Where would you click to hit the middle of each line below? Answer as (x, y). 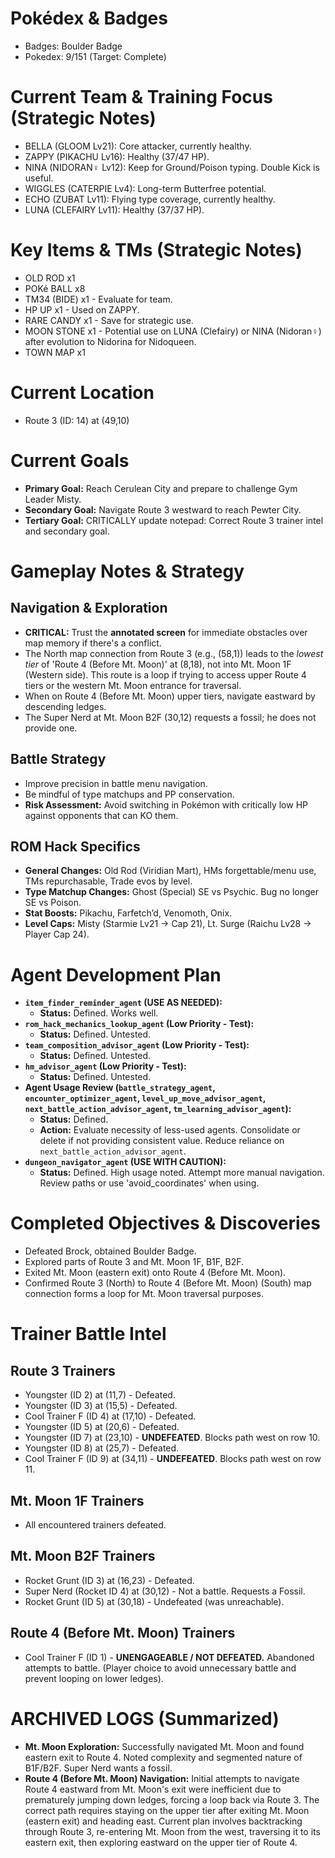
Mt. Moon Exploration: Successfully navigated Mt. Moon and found (164, 1746)
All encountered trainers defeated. (95, 1525)
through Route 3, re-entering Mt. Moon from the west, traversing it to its (172, 1831)
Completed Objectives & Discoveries (165, 1223)
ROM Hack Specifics (75, 846)
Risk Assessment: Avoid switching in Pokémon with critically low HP (166, 804)
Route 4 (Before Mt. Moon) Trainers (123, 1633)
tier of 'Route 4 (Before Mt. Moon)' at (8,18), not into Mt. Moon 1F (158, 664)
